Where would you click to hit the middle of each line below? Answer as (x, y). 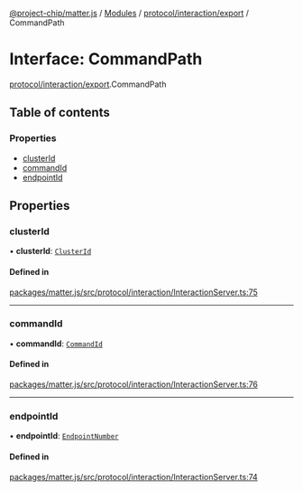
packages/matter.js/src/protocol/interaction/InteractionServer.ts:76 (134, 384)
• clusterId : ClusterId (50, 251)
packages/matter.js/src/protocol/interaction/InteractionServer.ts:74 (134, 477)
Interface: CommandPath (106, 59)
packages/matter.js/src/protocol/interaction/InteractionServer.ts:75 (134, 292)
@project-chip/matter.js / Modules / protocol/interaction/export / (129, 13)
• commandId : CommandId (56, 344)
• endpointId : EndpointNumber (64, 436)
